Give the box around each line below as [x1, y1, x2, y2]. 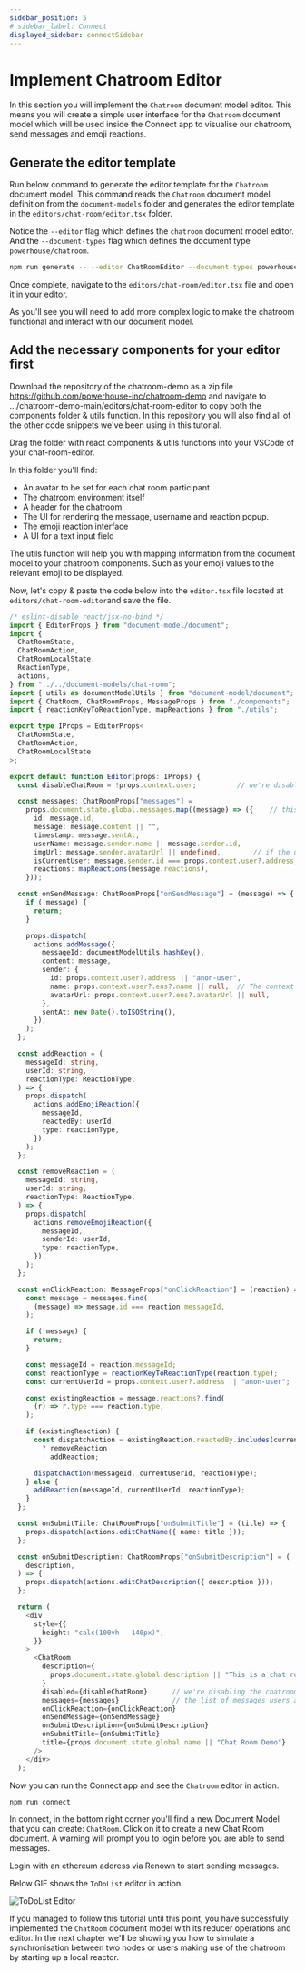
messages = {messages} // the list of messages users [42, 1695, 290, 1704]
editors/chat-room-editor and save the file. [9, 594, 172, 605]
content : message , [42, 956, 112, 966]
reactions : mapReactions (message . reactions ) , [33, 865, 209, 874]
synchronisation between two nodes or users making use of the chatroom [9, 1942, 286, 1953]
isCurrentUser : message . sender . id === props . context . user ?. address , [33, 856, 299, 865]
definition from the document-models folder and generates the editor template [9, 198, 295, 209]
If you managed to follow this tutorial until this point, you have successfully [9, 1913, 289, 1925]
